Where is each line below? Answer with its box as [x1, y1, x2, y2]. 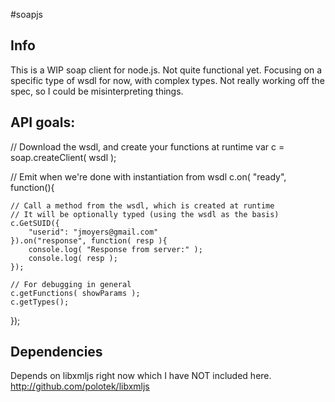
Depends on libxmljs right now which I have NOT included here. [10, 370, 272, 382]
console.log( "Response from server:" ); [28, 244, 203, 254]
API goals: [10, 114, 76, 131]
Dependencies [10, 344, 103, 361]
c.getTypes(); [10, 297, 70, 307]
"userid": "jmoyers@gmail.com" [28, 227, 159, 237]
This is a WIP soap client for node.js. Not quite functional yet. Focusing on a [10, 64, 323, 76]
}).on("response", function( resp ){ [10, 235, 168, 246]
